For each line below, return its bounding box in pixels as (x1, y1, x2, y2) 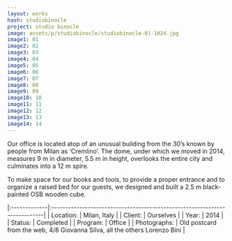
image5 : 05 (7, 62, 39, 69)
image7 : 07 (7, 75, 39, 82)
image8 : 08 (7, 81, 39, 88)
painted (7, 189, 29, 199)
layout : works (7, 10, 49, 17)
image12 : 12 (7, 107, 42, 114)
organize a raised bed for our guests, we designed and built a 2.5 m (7, 182, 202, 191)
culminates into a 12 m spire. (7, 162, 89, 170)
